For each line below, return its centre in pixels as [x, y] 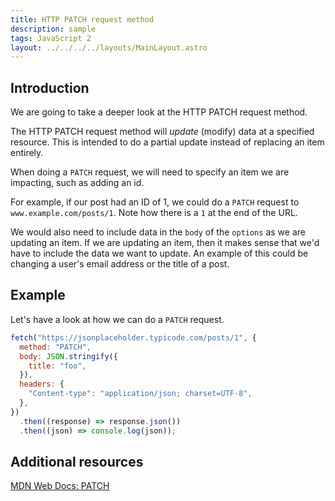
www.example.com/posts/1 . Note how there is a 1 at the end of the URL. [154, 213]
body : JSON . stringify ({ [68, 356]
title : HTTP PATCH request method [82, 19]
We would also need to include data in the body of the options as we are [158, 232]
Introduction [50, 87]
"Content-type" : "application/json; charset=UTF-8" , [140, 394]
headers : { [42, 384]
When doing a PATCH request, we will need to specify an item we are [150, 172]
